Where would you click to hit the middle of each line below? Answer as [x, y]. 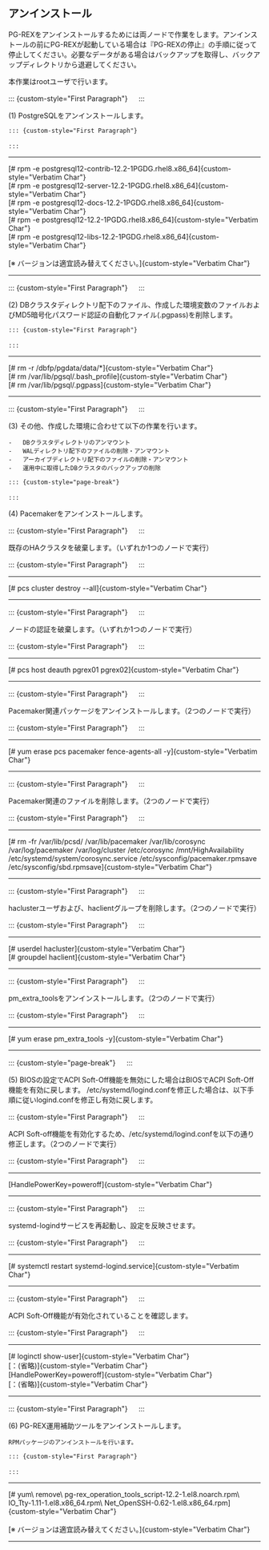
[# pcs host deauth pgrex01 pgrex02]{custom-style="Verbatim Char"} [124, 670]
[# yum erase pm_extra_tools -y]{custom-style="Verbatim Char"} [116, 1038]
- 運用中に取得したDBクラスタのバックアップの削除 [85, 468]
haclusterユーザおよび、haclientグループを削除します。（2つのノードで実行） [135, 908]
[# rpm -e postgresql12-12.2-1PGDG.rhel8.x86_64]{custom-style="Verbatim [133, 219]
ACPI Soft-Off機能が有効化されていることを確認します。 [100, 1315]
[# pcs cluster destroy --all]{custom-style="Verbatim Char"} [108, 588]
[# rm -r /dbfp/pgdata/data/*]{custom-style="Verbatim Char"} [111, 368]
